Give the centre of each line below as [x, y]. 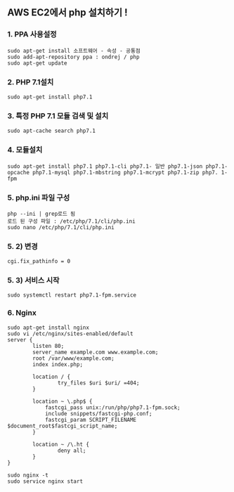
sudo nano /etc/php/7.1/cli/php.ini [61, 227]
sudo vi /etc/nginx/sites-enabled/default [70, 334]
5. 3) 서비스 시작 [33, 280]
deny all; [72, 451]
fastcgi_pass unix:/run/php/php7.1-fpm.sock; [112, 407]
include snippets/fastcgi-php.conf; [98, 413]
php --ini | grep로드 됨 [41, 214]
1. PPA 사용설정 [32, 34]
